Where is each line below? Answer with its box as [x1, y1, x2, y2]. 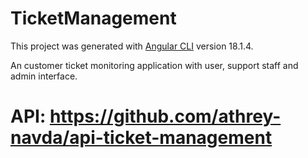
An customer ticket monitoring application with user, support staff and [10, 59, 299, 71]
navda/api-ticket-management [10, 127, 273, 149]
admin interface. [10, 70, 78, 82]
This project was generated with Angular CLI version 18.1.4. [10, 40, 254, 52]
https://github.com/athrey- [49, 105, 282, 128]
